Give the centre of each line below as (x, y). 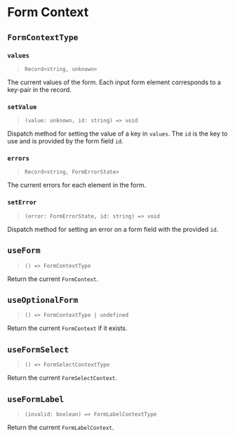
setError (22, 202)
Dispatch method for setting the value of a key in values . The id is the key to (117, 133)
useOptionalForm (43, 300)
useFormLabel (36, 399)
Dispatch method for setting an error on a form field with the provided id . (113, 229)
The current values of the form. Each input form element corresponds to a (114, 82)
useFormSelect (38, 350)
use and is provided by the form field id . (66, 141)
